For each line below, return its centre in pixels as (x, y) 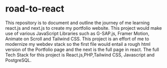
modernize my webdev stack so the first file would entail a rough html (78, 44)
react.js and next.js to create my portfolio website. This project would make (83, 28)
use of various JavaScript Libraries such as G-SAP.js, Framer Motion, (77, 33)
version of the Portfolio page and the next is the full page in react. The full (82, 49)
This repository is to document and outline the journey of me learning (78, 23)
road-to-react (35, 9)
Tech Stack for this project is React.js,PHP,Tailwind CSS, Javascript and (80, 55)
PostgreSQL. (18, 60)
